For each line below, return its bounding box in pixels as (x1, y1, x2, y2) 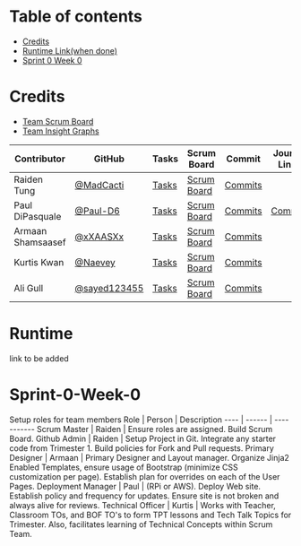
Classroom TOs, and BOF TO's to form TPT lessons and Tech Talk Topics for (9, 509, 292, 520)
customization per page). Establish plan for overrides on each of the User (9, 471, 280, 481)
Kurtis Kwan (13, 256, 64, 268)
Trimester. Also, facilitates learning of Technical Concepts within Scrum (9, 518, 273, 530)
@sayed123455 (74, 282, 144, 294)
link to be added (9, 352, 69, 364)
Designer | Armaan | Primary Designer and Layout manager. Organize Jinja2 (9, 452, 289, 463)
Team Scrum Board (21, 116, 94, 126)
